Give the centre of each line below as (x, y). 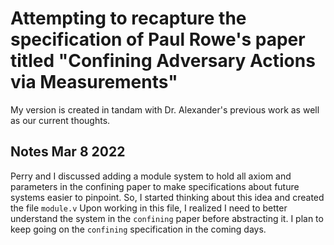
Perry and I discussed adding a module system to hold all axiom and (151, 176)
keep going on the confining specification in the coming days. (138, 229)
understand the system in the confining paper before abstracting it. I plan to (167, 218)
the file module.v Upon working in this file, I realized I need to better (149, 208)
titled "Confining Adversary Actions (163, 61)
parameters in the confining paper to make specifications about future (155, 186)
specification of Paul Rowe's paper (158, 39)
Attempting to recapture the (128, 18)
